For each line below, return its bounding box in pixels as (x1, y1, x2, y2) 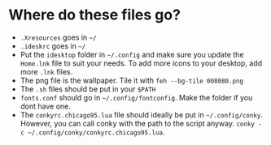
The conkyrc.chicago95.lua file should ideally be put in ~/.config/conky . (20, 109, 263, 119)
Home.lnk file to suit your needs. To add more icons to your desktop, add (20, 58, 263, 68)
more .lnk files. (20, 66, 73, 76)
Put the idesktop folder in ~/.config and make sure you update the (20, 49, 244, 59)
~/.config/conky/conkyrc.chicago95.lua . (28, 127, 165, 137)
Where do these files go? (8, 6, 181, 24)
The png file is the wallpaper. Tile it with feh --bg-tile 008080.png (20, 75, 244, 85)
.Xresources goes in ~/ (20, 32, 97, 42)
